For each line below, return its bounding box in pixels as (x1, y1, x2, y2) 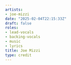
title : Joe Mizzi (5, 48, 41, 53)
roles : (5, 25, 19, 30)
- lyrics (5, 43, 23, 48)
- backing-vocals (5, 35, 41, 40)
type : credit (5, 52, 32, 58)
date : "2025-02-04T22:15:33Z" (5, 16, 67, 21)
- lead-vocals (5, 30, 34, 35)
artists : (5, 7, 23, 12)
